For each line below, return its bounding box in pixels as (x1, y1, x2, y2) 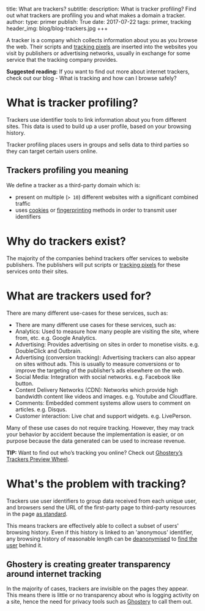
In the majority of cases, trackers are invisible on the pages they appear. (6, 585, 188, 593)
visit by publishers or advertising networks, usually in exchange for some (6, 50, 191, 57)
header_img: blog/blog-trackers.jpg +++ (6, 24, 108, 32)
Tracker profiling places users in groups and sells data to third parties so (6, 141, 189, 148)
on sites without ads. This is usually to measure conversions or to (15, 360, 181, 367)
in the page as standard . (6, 510, 68, 517)
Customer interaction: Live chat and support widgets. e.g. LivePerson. (15, 412, 192, 419)
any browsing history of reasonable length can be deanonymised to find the (6, 535, 198, 542)
